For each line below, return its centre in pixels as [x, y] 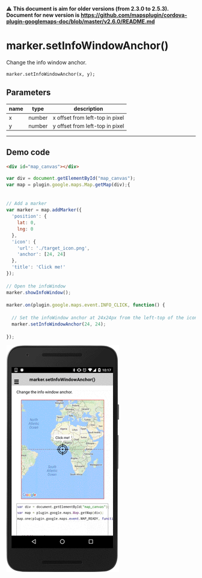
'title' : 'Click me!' [39, 267]
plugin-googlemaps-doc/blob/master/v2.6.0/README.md [81, 21]
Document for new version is [43, 15]
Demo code [28, 152]
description [88, 109]
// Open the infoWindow [36, 286]
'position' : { [29, 217]
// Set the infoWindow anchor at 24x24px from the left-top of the [98, 318]
